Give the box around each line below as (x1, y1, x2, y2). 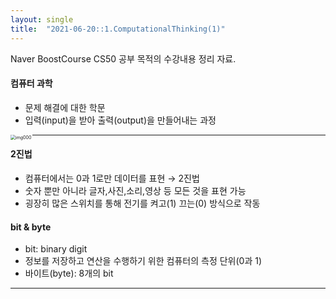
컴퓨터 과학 (10, 77, 53, 90)
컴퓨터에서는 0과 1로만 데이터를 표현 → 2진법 (24, 172, 200, 184)
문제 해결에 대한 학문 (24, 101, 106, 113)
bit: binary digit (24, 243, 88, 255)
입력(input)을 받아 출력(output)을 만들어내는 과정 (24, 114, 217, 126)
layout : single (10, 14, 74, 25)
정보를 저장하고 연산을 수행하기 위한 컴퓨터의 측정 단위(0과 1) (24, 255, 263, 267)
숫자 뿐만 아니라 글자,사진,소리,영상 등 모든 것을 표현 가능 (24, 184, 247, 196)
